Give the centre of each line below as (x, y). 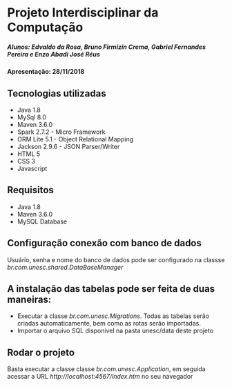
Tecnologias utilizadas (57, 93)
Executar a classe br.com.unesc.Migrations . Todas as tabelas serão (113, 316)
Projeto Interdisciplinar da (83, 13)
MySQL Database (42, 221)
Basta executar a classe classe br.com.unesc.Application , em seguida (106, 369)
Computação (45, 27)
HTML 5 (29, 154)
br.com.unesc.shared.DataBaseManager (65, 267)
